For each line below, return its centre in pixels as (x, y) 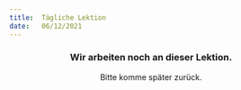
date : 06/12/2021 (46, 26)
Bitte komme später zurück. (151, 76)
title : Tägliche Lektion (58, 18)
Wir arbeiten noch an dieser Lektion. (151, 58)
